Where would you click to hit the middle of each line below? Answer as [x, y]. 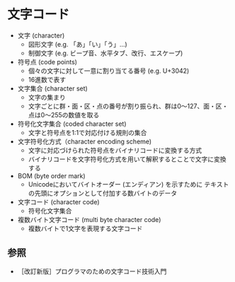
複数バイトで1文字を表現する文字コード [85, 228]
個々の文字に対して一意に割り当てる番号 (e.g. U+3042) [109, 71]
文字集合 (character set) [53, 88]
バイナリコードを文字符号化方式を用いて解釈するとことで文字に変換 [127, 159]
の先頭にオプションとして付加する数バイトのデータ [103, 193]
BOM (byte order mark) [52, 176]
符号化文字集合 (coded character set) [72, 124]
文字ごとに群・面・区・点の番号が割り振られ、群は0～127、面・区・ [128, 106]
